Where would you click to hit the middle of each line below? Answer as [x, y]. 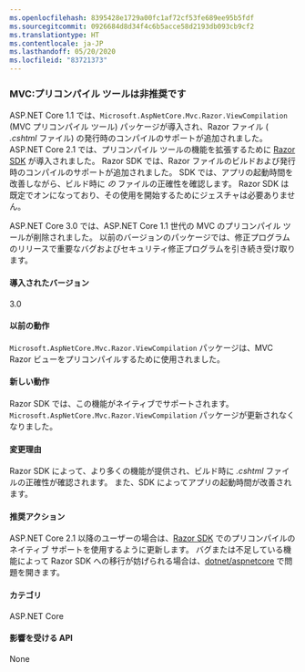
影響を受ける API [41, 638]
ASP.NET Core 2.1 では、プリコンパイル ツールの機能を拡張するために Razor [152, 150]
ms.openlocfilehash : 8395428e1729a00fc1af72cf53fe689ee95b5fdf [132, 18]
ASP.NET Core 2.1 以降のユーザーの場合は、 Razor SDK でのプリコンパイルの [152, 538]
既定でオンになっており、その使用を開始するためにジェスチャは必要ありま [148, 195]
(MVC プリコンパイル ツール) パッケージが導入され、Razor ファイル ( [139, 127]
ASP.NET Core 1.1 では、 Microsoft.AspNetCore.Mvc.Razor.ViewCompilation [149, 116]
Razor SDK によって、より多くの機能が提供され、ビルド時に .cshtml [137, 471]
